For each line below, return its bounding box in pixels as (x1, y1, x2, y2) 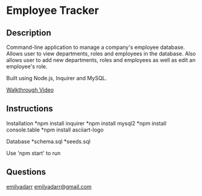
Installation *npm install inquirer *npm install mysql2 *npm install (6, 119, 167, 127)
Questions (6, 167, 46, 177)
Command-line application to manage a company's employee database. (6, 43, 185, 51)
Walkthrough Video (6, 86, 54, 93)
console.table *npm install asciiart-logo (6, 126, 104, 133)
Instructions (6, 104, 53, 114)
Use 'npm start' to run (6, 149, 61, 157)
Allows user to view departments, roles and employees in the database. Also (6, 50, 196, 57)
